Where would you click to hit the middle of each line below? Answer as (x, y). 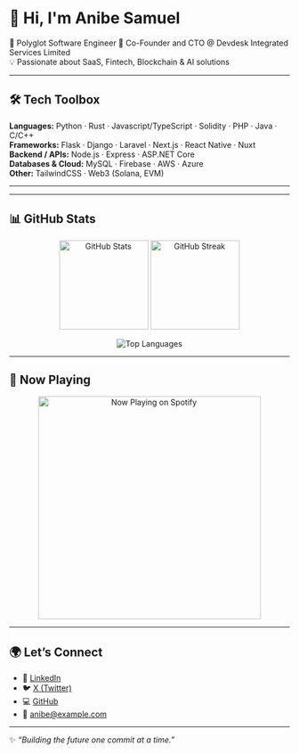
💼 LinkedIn (41, 678)
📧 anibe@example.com (65, 714)
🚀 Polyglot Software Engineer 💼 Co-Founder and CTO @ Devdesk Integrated (149, 43)
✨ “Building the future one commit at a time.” (92, 740)
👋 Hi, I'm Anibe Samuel (95, 18)
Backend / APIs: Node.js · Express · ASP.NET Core (102, 154)
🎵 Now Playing (50, 379)
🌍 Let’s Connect (56, 652)
